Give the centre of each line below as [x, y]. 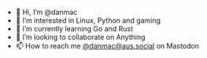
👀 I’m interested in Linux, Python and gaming [88, 20]
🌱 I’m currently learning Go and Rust [74, 29]
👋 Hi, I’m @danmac [46, 12]
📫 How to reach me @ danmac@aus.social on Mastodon [107, 46]
